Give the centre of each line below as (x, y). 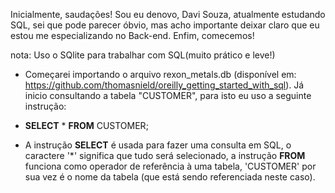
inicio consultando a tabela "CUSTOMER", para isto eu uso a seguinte (168, 95)
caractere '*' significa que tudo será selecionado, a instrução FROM (165, 155)
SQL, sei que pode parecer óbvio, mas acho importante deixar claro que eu (165, 25)
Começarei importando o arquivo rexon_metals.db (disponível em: (160, 74)
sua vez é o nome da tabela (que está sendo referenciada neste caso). (170, 177)
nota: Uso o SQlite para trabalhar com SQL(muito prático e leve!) (143, 55)
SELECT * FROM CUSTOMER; (86, 125)
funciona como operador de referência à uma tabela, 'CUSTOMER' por (170, 166)
